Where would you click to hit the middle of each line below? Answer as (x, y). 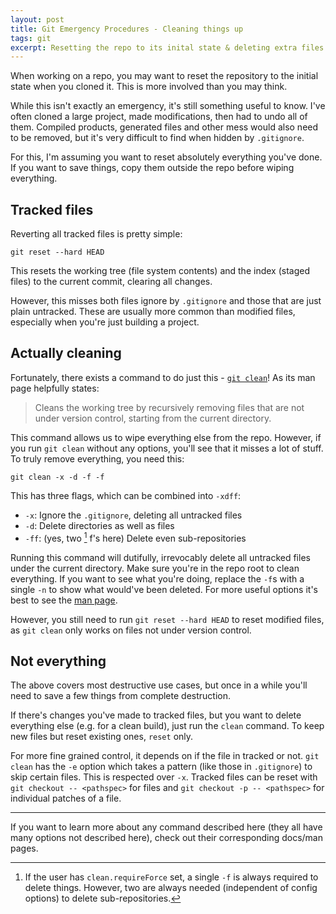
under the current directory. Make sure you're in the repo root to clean (155, 568)
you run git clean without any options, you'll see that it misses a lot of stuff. (167, 448)
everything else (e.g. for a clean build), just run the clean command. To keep (167, 726)
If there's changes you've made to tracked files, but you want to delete (156, 715)
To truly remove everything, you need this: (97, 458)
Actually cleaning (66, 353)
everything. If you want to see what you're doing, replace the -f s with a (157, 578)
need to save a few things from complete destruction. (120, 696)
